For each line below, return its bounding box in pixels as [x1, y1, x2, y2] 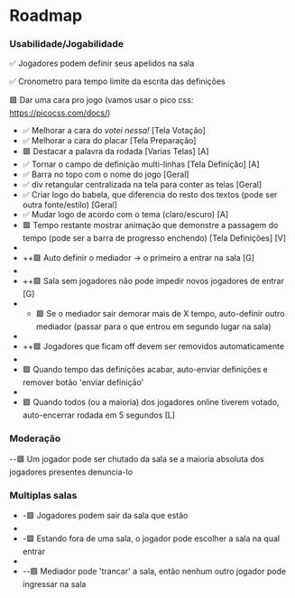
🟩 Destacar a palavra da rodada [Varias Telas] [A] [22, 146, 209, 157]
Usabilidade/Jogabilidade [9, 38, 124, 51]
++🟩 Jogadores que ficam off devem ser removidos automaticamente [22, 341, 285, 352]
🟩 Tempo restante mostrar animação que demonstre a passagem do [22, 220, 279, 231]
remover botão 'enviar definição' [22, 377, 144, 388]
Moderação [9, 432, 61, 445]
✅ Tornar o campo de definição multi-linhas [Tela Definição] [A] [22, 159, 260, 170]
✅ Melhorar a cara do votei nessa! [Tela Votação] [22, 125, 206, 136]
